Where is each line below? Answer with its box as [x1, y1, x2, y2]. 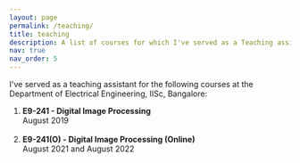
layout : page [9, 12, 58, 22]
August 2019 [21, 115, 70, 126]
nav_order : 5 [9, 54, 58, 63]
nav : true [9, 46, 46, 55]
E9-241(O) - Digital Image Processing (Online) [21, 134, 196, 144]
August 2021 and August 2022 [21, 143, 135, 154]
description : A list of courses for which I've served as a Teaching [9, 37, 274, 47]
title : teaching [9, 29, 70, 38]
